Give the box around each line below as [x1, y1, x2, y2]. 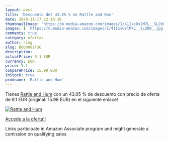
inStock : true [5, 73, 35, 78]
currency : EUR [5, 59, 35, 64]
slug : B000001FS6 [5, 45, 42, 50]
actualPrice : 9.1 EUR [5, 54, 51, 59]
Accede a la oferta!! [5, 116, 46, 122]
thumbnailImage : [5, 21, 39, 27]
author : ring [5, 40, 33, 45]
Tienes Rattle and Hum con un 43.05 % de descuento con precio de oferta [5, 91, 160, 97]
